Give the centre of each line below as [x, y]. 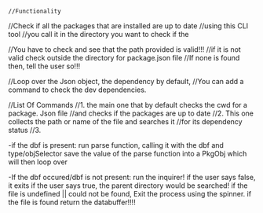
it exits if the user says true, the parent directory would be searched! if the [128, 185]
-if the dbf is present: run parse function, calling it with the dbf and [116, 145]
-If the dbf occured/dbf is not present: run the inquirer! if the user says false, [132, 177]
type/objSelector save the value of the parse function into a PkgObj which [128, 154]
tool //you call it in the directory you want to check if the [99, 34]
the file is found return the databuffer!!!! [72, 202]
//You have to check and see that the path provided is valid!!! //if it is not [124, 50]
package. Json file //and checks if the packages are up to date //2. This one [131, 113]
